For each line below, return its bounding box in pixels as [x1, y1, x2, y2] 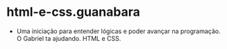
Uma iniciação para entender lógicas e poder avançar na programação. [16, 27, 221, 35]
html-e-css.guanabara [6, 4, 140, 20]
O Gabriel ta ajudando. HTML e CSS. [16, 34, 121, 42]
